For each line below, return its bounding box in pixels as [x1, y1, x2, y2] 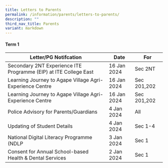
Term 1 [5, 41, 19, 47]
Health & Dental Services [7, 155, 66, 162]
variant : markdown [5, 26, 43, 31]
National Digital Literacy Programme [7, 134, 92, 141]
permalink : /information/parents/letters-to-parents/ [5, 12, 120, 17]
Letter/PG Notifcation [29, 54, 82, 61]
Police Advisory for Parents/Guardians [7, 108, 97, 115]
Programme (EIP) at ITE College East [7, 68, 94, 75]
